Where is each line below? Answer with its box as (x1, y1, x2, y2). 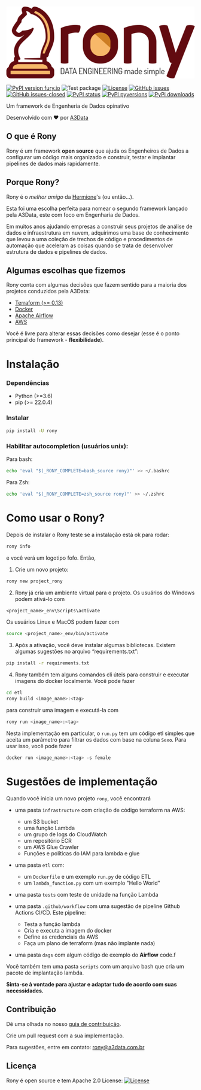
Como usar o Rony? (6, 511, 105, 525)
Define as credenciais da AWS (23, 933, 99, 940)
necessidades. (6, 987, 44, 994)
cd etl (6, 690, 23, 696)
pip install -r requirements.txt (6, 660, 90, 666)
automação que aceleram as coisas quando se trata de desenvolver (6, 242, 173, 249)
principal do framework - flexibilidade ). (6, 336, 104, 344)
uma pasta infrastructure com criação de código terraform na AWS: (14, 806, 185, 813)
